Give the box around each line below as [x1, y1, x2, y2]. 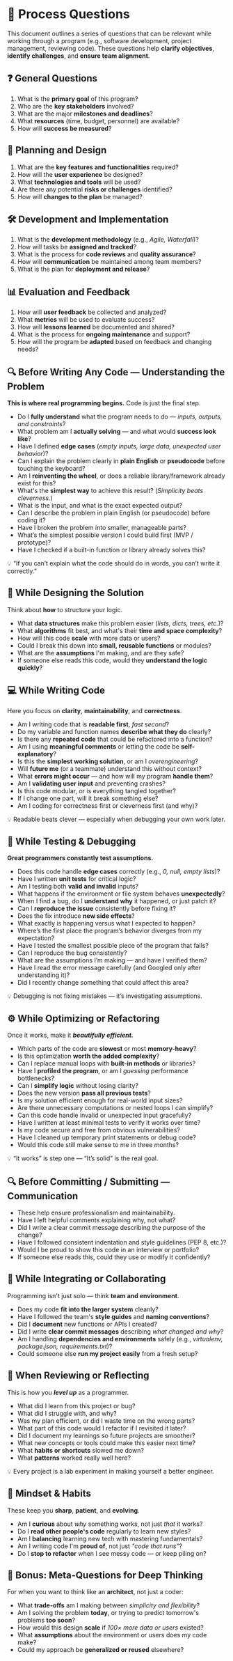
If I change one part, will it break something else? [17, 794, 159, 802]
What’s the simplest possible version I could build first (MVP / [17, 531, 193, 539]
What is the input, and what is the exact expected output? [17, 501, 183, 509]
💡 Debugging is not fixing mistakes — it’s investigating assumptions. [7, 992, 203, 1000]
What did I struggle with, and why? [17, 1409, 117, 1417]
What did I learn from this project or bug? [17, 1401, 136, 1410]
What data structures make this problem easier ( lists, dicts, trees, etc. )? [17, 619, 224, 627]
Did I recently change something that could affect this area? [17, 978, 189, 987]
